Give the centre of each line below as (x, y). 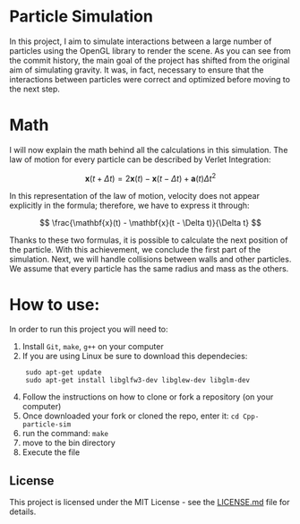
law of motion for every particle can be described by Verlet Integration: (140, 159)
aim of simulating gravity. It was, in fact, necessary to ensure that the (137, 70)
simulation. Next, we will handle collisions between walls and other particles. (150, 259)
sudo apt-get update (64, 373)
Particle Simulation (81, 17)
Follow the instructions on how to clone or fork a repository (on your (148, 397)
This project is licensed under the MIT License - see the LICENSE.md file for (150, 503)
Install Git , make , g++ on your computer (93, 347)
